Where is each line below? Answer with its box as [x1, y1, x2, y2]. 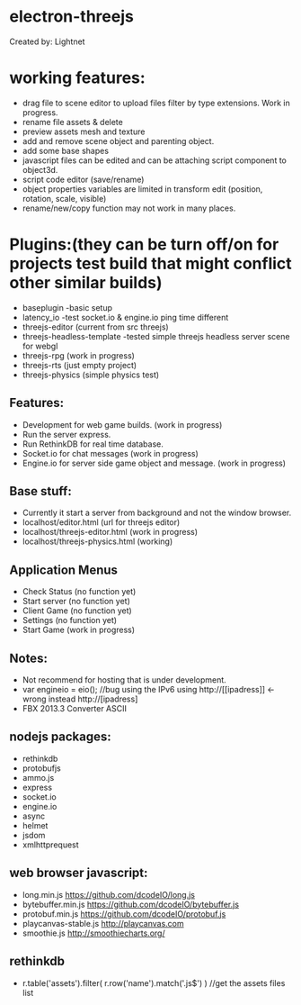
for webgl [22, 340, 58, 351]
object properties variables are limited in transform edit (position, [22, 183, 263, 195]
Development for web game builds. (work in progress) [22, 419, 223, 430]
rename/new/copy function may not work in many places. [22, 203, 236, 213]
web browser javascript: [9, 865, 148, 881]
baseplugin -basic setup [22, 302, 113, 312]
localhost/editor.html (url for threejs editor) [22, 517, 181, 528]
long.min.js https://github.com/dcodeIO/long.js [22, 889, 196, 900]
